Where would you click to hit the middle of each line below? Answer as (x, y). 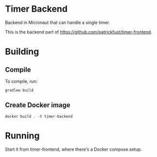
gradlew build (19, 90)
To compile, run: (21, 81)
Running (22, 136)
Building (22, 52)
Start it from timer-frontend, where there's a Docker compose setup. (73, 149)
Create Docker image (38, 105)
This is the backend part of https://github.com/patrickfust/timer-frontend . (78, 32)
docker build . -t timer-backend (39, 116)
